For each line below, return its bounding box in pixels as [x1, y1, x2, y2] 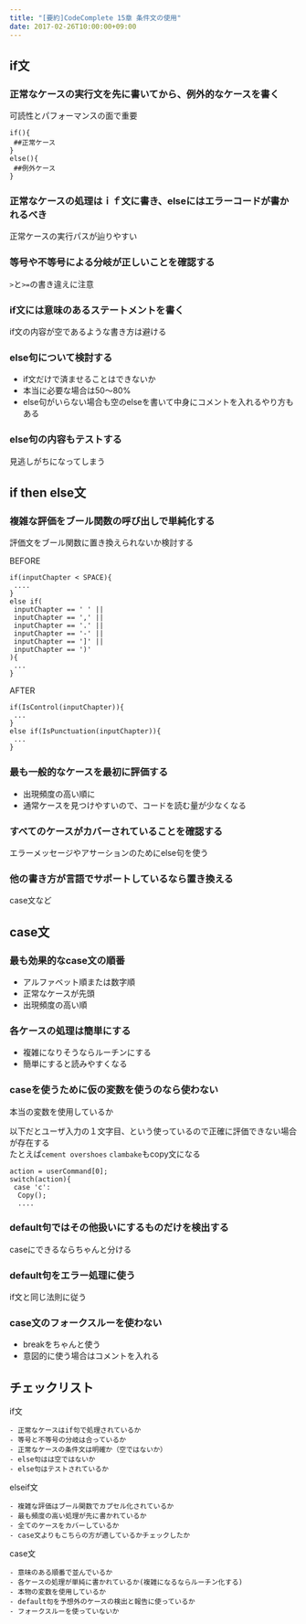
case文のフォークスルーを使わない [9, 1317, 163, 1330]
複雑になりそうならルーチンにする [22, 1047, 152, 1058]
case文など [9, 895, 52, 906]
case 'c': [13, 1182, 51, 1191]
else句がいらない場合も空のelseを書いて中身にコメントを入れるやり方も [22, 397, 294, 408]
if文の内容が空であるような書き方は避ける [9, 326, 167, 337]
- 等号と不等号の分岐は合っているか [9, 1436, 126, 1445]
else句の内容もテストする [9, 433, 122, 446]
